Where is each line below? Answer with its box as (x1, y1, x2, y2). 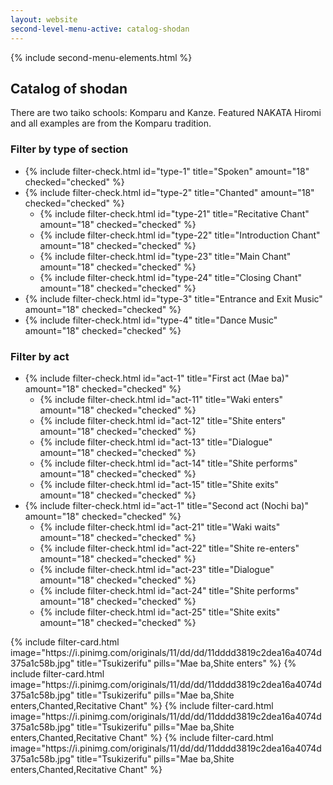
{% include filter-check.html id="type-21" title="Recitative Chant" (39, 207, 310, 220)
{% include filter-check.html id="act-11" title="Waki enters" (39, 393, 284, 405)
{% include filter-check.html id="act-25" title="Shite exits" (39, 606, 281, 618)
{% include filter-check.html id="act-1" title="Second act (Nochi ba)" (24, 499, 309, 511)
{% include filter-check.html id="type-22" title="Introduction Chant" (39, 229, 321, 241)
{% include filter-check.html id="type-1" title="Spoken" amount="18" (24, 165, 310, 177)
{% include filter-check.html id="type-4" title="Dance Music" (24, 314, 278, 326)
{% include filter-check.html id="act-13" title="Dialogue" (39, 436, 273, 448)
